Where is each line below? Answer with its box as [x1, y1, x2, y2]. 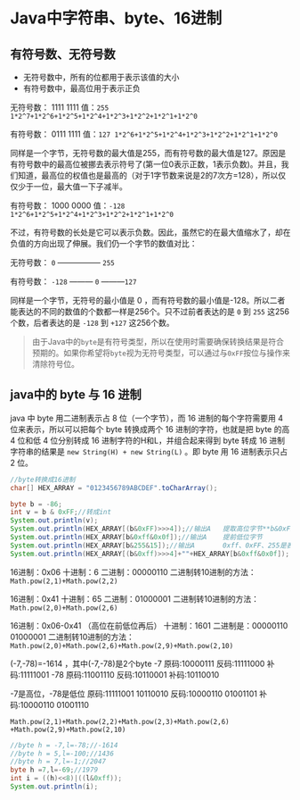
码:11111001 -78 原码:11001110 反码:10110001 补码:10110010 [10, 669, 220, 679]
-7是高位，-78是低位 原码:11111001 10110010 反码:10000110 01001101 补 [10, 688, 268, 699]
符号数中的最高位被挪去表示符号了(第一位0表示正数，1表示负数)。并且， [17, 159, 281, 170]
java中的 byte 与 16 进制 [10, 387, 142, 403]
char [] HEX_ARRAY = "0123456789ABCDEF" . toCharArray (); [10, 483, 218, 492]
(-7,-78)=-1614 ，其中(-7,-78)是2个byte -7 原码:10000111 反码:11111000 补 [10, 658, 275, 669]
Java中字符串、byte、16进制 [10, 8, 223, 29]
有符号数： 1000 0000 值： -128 [10, 200, 126, 211]
